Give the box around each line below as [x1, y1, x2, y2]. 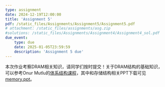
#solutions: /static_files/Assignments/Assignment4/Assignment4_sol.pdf [5, 30, 160, 35]
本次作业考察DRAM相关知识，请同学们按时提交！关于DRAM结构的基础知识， [5, 63, 162, 69]
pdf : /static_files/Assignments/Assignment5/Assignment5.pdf [5, 21, 135, 26]
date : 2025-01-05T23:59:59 [14, 44, 70, 49]
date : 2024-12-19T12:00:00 [5, 12, 61, 17]
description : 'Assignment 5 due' [14, 49, 84, 54]
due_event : [5, 35, 28, 40]
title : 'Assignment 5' [5, 16, 52, 21]
